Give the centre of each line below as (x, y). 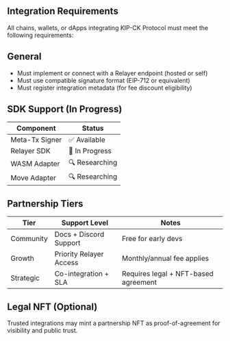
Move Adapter (34, 177)
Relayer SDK (30, 151)
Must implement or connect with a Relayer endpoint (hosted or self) (112, 73)
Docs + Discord (79, 234)
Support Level (85, 223)
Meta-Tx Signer (36, 140)
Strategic (25, 278)
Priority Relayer (79, 254)
